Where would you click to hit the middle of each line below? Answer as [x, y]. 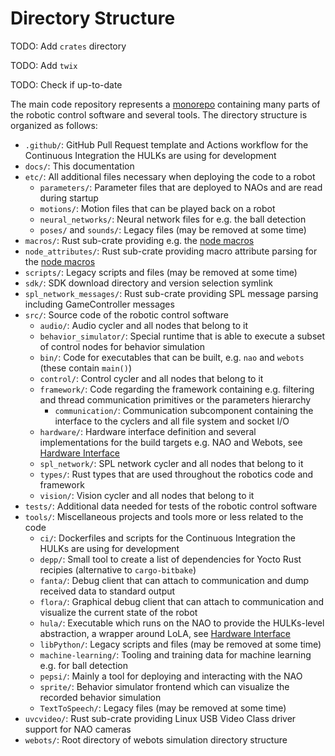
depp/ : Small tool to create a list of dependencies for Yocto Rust [170, 559]
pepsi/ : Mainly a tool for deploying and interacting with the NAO [171, 676]
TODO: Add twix [44, 65]
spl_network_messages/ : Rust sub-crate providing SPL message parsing [171, 293]
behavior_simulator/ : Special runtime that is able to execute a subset [182, 336]
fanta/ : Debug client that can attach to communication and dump [174, 580]
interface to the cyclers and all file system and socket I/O [172, 421]
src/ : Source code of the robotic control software [126, 314]
